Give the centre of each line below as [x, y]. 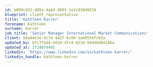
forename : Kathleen [25, 24]
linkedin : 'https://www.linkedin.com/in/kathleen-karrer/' [69, 52]
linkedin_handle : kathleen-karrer [42, 57]
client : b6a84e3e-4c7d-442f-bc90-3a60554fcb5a [55, 38]
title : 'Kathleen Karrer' [32, 19]
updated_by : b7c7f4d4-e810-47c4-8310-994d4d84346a [60, 43]
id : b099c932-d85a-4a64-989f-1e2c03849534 [50, 10]
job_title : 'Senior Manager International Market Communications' [77, 33]
